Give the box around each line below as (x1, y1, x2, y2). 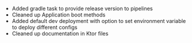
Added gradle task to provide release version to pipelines (11, 5, 153, 12)
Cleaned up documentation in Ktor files (11, 30, 109, 37)
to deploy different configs (11, 24, 78, 31)
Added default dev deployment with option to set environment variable (11, 18, 187, 24)
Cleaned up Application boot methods (11, 11, 106, 18)
